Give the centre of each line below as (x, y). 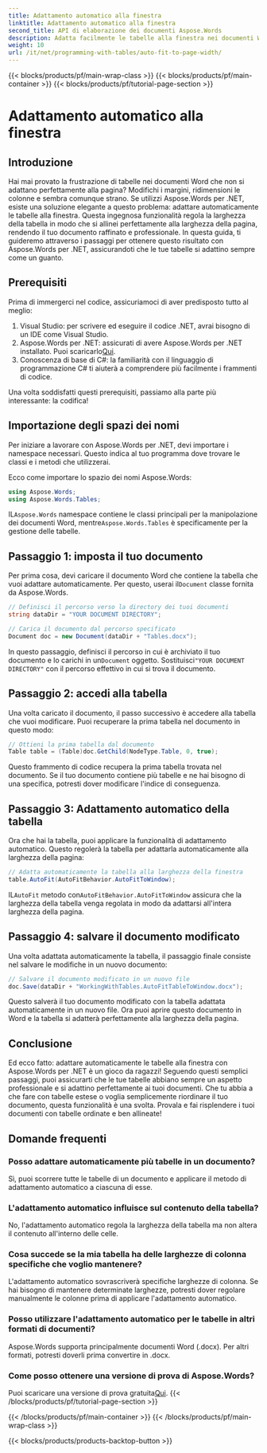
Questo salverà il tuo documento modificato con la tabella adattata (117, 1002)
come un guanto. (36, 257)
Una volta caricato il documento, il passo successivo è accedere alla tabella (132, 713)
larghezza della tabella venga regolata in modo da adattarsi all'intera (120, 903)
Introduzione (41, 162)
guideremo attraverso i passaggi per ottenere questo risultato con (116, 241)
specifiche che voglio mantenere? (75, 1264)
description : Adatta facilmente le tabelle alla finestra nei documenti (131, 38)
